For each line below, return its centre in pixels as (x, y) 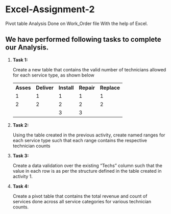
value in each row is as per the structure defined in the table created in (87, 171)
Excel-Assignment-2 (50, 9)
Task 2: (21, 125)
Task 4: (21, 186)
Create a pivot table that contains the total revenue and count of (80, 196)
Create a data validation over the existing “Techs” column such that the (87, 165)
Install (66, 88)
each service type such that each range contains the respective (80, 140)
